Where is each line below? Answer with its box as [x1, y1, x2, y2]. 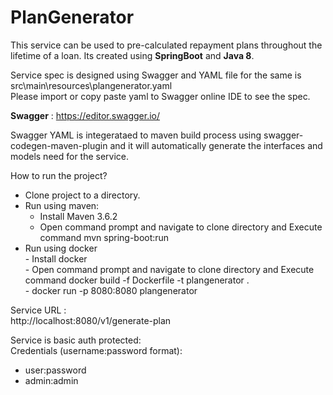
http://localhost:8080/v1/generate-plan [10, 314, 172, 326]
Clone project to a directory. [24, 189, 141, 201]
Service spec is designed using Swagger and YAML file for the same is [10, 69, 302, 81]
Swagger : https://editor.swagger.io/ [10, 109, 161, 121]
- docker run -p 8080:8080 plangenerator [24, 284, 198, 296]
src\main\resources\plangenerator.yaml [10, 79, 173, 91]
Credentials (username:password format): [10, 344, 183, 356]
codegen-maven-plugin [10, 139, 108, 151]
